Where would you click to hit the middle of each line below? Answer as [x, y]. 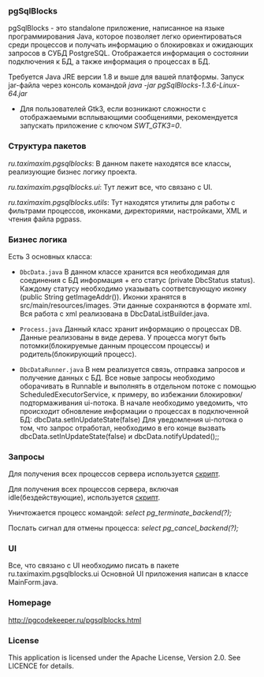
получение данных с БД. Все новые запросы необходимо [117, 378]
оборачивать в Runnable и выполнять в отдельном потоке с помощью [138, 386]
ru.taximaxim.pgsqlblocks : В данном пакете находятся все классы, [120, 163]
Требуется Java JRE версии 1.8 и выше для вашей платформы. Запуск [126, 77]
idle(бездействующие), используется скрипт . [84, 497]
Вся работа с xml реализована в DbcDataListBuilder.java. [114, 314]
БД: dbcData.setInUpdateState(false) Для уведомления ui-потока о [131, 419]
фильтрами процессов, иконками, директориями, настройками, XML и [128, 210]
